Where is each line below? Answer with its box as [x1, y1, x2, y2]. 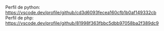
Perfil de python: [5, 4, 41, 10]
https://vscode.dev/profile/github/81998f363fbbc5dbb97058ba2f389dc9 [5, 20, 159, 26]
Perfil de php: [5, 15, 34, 20]
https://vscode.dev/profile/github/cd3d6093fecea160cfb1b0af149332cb [5, 9, 157, 15]
